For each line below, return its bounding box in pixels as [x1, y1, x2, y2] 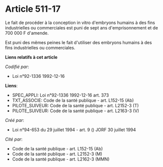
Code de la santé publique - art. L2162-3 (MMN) [12, 156, 110, 162]
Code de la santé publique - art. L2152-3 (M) [12, 151, 103, 157]
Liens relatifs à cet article [5, 54, 58, 60]
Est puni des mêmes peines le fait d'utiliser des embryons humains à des [5, 39, 152, 45]
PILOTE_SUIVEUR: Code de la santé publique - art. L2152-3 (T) [12, 102, 139, 108]
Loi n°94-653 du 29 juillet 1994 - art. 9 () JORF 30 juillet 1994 [12, 126, 136, 133]
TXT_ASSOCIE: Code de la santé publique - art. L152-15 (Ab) [12, 97, 134, 103]
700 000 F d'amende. [5, 30, 49, 36]
